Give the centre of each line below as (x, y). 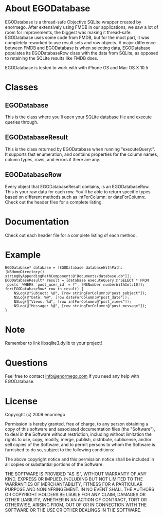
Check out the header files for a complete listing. (54, 202)
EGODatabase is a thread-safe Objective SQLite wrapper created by (73, 22)
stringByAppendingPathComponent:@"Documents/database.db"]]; (68, 276)
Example (23, 255)
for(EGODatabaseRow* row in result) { (44, 289)
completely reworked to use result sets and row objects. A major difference (80, 42)
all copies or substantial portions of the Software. (54, 464)
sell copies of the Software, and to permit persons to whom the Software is (80, 445)
